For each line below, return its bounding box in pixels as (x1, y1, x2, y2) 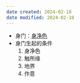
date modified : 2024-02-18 (6, 15, 75, 21)
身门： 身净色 (15, 32, 47, 39)
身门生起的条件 (15, 39, 53, 47)
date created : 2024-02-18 (6, 8, 72, 15)
